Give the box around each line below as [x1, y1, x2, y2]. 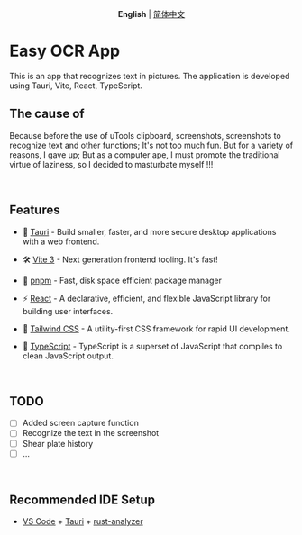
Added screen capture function [22, 418, 140, 429]
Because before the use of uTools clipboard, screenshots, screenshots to [9, 130, 281, 141]
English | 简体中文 [117, 9, 186, 19]
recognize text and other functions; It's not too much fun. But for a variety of [9, 140, 294, 150]
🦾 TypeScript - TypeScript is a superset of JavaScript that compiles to [22, 340, 283, 351]
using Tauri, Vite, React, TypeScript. [9, 80, 142, 91]
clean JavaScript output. [22, 350, 114, 361]
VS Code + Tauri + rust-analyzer [22, 516, 143, 527]
